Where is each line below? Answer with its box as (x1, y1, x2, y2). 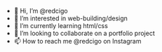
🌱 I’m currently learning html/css (13, 22, 109, 30)
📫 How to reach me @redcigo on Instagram (13, 37, 142, 45)
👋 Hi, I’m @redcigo (13, 7, 68, 15)
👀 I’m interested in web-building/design (13, 14, 128, 22)
